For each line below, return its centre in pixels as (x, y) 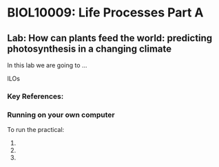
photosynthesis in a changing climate (90, 48)
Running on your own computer (61, 115)
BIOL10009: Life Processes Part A (105, 13)
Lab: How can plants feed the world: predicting (110, 38)
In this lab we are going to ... (47, 65)
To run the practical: (36, 130)
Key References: (35, 96)
